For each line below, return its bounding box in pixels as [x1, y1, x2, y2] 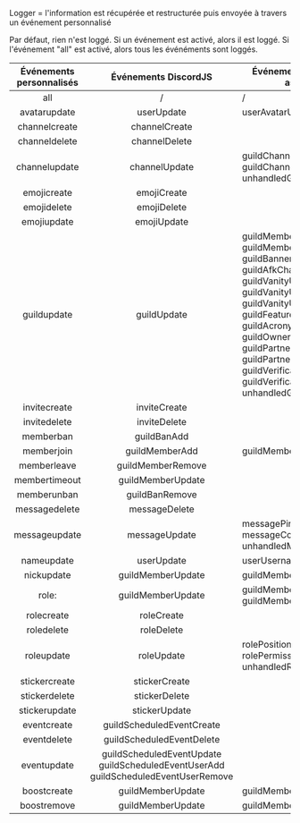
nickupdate [23, 569, 71, 581]
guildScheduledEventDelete [103, 734, 221, 745]
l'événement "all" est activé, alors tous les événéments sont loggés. [9, 44, 259, 55]
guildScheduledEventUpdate [101, 748, 222, 759]
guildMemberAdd [125, 445, 198, 457]
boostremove [19, 800, 76, 811]
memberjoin [21, 445, 73, 457]
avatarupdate [19, 106, 76, 118]
